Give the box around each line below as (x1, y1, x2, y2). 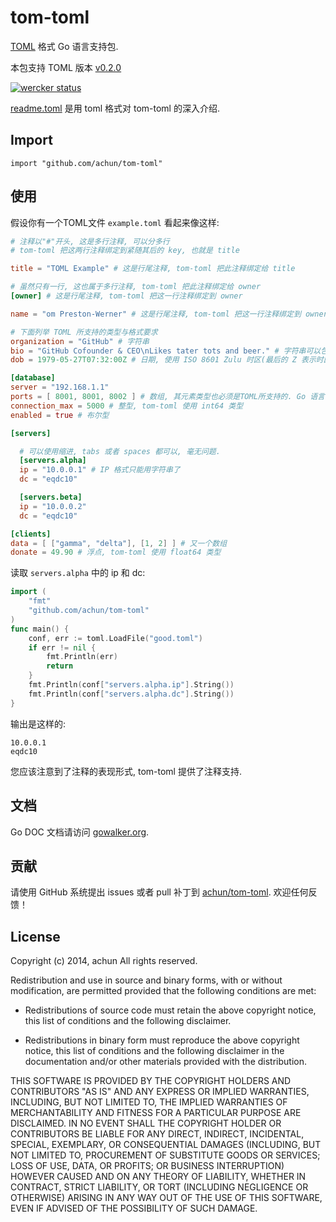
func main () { (10, 624, 70, 634)
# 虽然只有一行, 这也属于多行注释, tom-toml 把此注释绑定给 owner (10, 282, 262, 292)
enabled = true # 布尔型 (10, 410, 110, 420)
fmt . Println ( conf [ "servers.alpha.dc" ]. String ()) (28, 689, 235, 699)
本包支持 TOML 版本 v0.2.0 (10, 61, 122, 73)
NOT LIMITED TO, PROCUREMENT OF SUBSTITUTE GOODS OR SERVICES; (10, 1149, 321, 1161)
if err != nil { (28, 642, 97, 653)
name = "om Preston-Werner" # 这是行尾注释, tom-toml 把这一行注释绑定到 (10, 309, 302, 319)
